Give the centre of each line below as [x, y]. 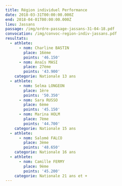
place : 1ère [36, 90]
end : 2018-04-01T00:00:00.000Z [38, 19]
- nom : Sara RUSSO [38, 100]
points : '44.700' [42, 124]
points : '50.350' [42, 95]
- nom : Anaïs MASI [38, 62]
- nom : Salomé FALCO [40, 138]
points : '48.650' [42, 148]
